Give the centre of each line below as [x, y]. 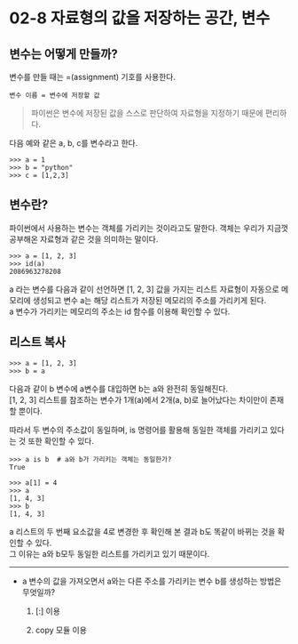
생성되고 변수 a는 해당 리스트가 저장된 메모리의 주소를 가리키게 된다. [149, 300]
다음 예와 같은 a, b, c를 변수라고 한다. [74, 143]
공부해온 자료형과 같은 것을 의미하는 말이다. [84, 239]
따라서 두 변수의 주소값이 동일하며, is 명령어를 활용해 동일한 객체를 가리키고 [139, 430]
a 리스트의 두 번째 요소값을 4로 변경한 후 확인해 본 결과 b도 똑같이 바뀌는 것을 [142, 531]
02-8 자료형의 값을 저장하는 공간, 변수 [140, 18]
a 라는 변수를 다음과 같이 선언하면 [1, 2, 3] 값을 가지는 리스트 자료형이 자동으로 [144, 289]
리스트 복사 [38, 342]
